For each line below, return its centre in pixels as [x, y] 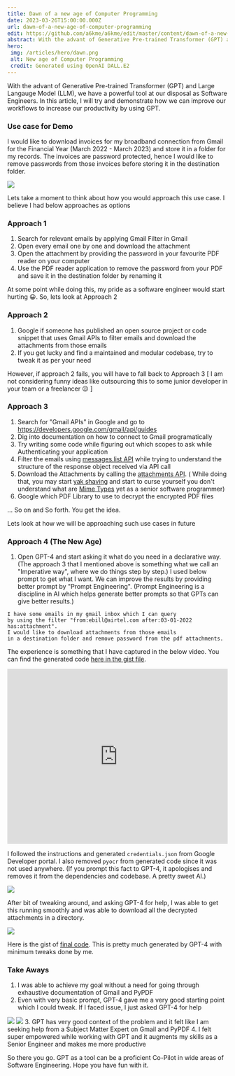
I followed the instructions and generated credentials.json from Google [111, 854]
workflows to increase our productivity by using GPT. [84, 108]
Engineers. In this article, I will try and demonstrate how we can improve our [116, 100]
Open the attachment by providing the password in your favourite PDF [118, 253]
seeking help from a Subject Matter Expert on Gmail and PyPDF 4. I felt [109, 1029]
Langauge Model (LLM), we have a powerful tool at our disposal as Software [117, 93]
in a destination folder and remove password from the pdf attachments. [115, 639]
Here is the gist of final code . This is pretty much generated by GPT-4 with [115, 944]
